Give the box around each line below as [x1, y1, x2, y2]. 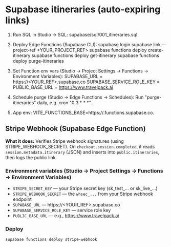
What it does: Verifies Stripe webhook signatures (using [5, 138, 124, 144]
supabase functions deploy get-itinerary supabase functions [31, 52, 160, 59]
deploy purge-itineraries [12, 58, 64, 64]
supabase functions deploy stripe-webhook [5, 237, 97, 242]
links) [5, 14, 30, 26]
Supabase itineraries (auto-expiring [5, 4, 161, 15]
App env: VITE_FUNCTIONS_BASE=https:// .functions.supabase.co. [12, 109, 155, 116]
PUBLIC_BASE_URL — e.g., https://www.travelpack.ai [12, 213, 119, 219]
